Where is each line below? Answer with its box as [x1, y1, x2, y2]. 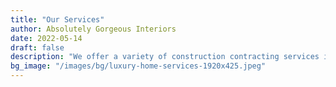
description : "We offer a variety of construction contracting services [10, 52, 320, 62]
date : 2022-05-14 [10, 33, 83, 43]
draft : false [10, 42, 65, 53]
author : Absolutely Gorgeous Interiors [10, 24, 177, 34]
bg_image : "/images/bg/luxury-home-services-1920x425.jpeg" [10, 61, 267, 71]
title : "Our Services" [10, 14, 105, 25]
